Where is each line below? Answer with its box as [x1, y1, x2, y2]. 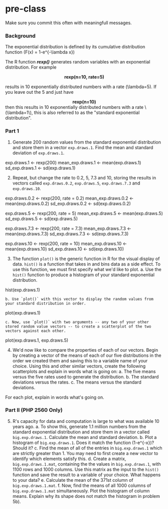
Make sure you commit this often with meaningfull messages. [5, 20, 132, 26]
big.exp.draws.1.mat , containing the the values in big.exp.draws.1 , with [12, 461, 161, 467]
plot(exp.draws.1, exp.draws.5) [5, 337, 69, 343]
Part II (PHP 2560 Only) [5, 407, 63, 414]
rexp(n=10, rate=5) [64, 74, 104, 80]
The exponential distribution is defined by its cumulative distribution [5, 44, 145, 50]
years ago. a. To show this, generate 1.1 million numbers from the [12, 423, 146, 429]
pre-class [5, 3, 46, 15]
